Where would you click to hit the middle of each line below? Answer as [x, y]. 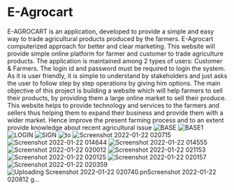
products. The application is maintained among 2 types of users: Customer [115, 61]
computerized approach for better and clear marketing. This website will [111, 46]
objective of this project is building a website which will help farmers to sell [115, 90]
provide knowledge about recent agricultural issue [80, 127]
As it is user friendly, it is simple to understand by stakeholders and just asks [117, 76]
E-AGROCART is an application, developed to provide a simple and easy [111, 31]
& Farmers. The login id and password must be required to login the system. [116, 68]
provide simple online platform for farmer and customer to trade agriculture [115, 54]
